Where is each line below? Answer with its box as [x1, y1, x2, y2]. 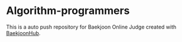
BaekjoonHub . [6, 29, 41, 36]
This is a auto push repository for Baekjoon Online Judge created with [6, 23, 177, 30]
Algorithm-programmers [6, 4, 130, 17]
